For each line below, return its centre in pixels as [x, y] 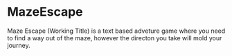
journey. [19, 45]
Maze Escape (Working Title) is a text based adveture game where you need [116, 31]
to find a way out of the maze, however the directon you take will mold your [115, 38]
